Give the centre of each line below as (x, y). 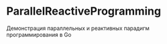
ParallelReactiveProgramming (84, 11)
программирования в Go (39, 34)
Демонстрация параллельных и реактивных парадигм (78, 28)
